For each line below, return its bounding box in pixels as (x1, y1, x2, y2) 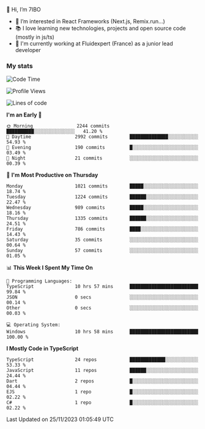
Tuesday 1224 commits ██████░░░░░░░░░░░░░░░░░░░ (6, 194, 199, 200)
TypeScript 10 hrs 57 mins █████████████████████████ (6, 284, 199, 290)
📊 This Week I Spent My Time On (6, 264, 93, 271)
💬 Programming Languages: (6, 278, 72, 284)
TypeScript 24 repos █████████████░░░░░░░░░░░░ (6, 357, 199, 363)
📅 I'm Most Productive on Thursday (6, 172, 99, 179)
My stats (6, 61, 33, 70)
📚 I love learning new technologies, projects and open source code (15, 25, 186, 32)
